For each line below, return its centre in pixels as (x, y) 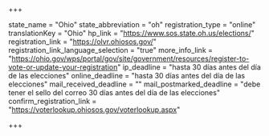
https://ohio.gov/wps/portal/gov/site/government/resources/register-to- (130, 58)
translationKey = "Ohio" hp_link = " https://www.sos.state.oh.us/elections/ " (132, 33)
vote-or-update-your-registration (63, 67)
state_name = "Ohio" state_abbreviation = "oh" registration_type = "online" (132, 24)
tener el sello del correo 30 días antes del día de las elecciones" (114, 92)
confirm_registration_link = (53, 101)
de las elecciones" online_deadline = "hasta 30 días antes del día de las (127, 76)
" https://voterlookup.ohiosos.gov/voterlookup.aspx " (94, 110)
